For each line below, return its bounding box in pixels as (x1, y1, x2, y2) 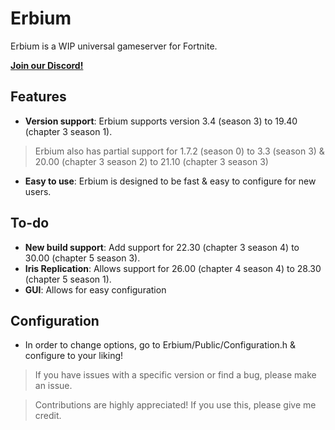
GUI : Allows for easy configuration (24, 283, 167, 296)
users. (24, 185, 52, 197)
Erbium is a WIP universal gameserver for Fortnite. (10, 40, 218, 52)
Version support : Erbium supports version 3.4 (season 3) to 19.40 (24, 115, 298, 127)
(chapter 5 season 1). (24, 273, 112, 285)
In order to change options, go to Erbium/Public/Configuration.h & (24, 339, 297, 351)
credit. (34, 410, 62, 422)
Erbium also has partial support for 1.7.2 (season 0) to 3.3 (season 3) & (34, 145, 325, 157)
